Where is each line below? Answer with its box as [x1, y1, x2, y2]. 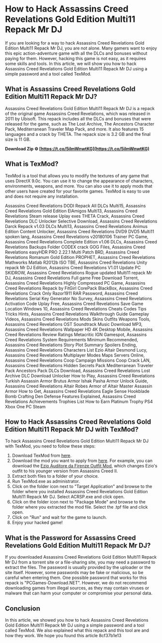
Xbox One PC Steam [5, 403, 46, 409]
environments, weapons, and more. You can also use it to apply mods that [5, 183, 152, 189]
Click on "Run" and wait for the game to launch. [12, 514, 107, 520]
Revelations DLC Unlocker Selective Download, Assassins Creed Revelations [5, 218, 158, 224]
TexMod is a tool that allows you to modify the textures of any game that [5, 173, 149, 178]
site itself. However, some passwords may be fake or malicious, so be [5, 570, 144, 576]
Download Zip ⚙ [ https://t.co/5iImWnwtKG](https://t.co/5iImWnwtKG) [5, 145, 150, 151]
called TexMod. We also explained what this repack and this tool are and [5, 627, 149, 633]
